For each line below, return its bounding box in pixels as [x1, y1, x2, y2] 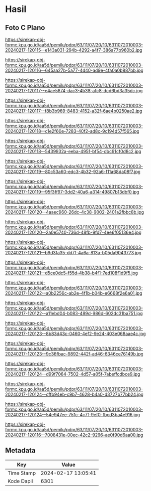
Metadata [5, 446, 36, 455]
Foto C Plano [5, 23, 45, 32]
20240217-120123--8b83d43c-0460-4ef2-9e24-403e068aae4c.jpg [5, 330, 146, 336]
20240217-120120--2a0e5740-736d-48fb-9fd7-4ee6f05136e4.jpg [5, 229, 142, 235]
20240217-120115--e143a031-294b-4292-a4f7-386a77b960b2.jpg [5, 47, 143, 53]
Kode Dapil [7, 478, 33, 485]
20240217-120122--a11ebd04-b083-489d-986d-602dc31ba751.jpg [5, 311, 143, 316]
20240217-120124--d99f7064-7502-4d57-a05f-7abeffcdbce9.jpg [5, 371, 141, 377]
